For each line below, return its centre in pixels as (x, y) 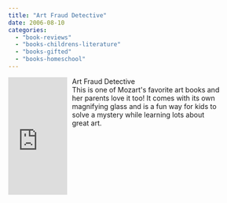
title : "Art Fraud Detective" (58, 15)
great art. (87, 123)
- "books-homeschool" (51, 60)
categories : (27, 30)
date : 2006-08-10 (37, 23)
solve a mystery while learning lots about (138, 114)
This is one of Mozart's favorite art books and (146, 89)
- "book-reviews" (44, 37)
